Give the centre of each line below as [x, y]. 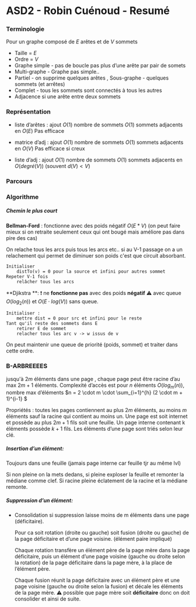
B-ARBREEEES [27, 366]
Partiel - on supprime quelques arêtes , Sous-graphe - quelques [92, 78]
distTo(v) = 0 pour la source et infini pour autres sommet [91, 271]
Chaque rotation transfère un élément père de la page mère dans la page [102, 550]
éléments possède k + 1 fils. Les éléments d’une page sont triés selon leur [94, 429]
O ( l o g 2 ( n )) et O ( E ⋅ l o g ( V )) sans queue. [52, 302]
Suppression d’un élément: [40, 500]
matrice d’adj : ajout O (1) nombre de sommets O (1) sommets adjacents [99, 142]
